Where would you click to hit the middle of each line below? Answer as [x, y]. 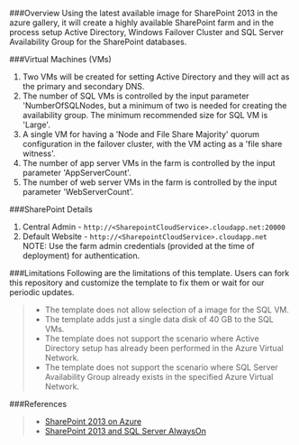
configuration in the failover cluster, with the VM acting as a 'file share [152, 144]
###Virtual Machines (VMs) [61, 59]
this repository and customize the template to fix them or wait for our [137, 283]
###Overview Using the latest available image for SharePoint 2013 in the [144, 13]
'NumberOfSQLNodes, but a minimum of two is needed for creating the [154, 106]
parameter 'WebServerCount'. [78, 192]
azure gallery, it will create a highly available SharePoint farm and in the [142, 23]
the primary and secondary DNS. [83, 86]
